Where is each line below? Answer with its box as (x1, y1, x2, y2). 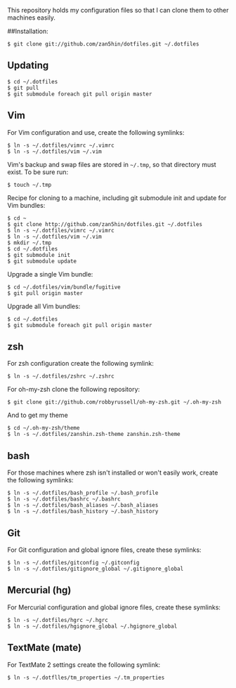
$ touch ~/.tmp (7, 181, 52, 188)
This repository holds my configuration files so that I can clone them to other (7, 6, 229, 14)
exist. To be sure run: (7, 168, 69, 176)
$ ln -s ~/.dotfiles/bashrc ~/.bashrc (7, 496, 121, 503)
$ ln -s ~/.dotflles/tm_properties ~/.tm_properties (7, 674, 165, 681)
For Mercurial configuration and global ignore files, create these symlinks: (7, 603, 221, 611)
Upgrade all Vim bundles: (7, 302, 81, 310)
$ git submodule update (7, 258, 77, 265)
